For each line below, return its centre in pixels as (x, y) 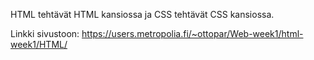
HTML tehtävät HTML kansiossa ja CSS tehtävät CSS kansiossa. (142, 14)
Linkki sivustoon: (45, 33)
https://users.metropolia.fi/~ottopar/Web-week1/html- (192, 33)
